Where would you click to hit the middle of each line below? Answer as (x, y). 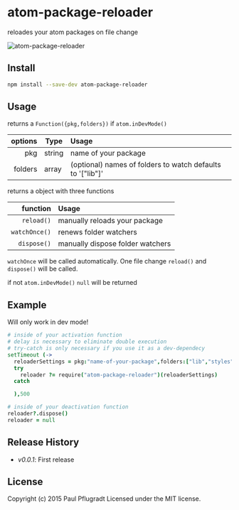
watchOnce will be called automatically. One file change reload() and (107, 261)
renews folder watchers (97, 232)
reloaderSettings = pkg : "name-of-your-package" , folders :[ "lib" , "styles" (124, 362)
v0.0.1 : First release (46, 460)
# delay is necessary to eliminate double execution (87, 342)
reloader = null (31, 420)
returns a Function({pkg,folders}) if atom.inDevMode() (87, 124)
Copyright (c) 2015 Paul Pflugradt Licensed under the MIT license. (104, 499)
